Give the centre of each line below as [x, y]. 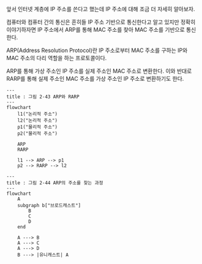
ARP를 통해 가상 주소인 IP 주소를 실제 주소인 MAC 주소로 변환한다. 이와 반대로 [99, 71]
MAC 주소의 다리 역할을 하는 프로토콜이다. [57, 58]
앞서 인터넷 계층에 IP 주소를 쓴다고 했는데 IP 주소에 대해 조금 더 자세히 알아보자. [101, 9]
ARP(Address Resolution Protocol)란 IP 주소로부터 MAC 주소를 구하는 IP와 [97, 50]
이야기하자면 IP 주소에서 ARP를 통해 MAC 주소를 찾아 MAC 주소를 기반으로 [95, 30]
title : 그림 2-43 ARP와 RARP [43, 97]
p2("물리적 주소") [38, 134]
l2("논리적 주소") [38, 121]
